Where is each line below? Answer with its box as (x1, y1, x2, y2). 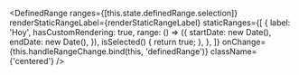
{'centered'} (9, 56, 54, 66)
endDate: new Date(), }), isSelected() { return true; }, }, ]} (9, 36, 220, 47)
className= (210, 46, 257, 57)
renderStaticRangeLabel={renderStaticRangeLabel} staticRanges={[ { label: (9, 17, 291, 28)
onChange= (221, 36, 266, 47)
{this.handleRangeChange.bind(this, (9, 46, 145, 57)
